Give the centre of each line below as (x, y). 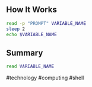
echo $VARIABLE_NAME (32, 34)
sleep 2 (16, 29)
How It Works (32, 10)
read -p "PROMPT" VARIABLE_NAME (46, 23)
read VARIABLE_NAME (30, 67)
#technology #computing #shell (45, 78)
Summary (25, 53)
